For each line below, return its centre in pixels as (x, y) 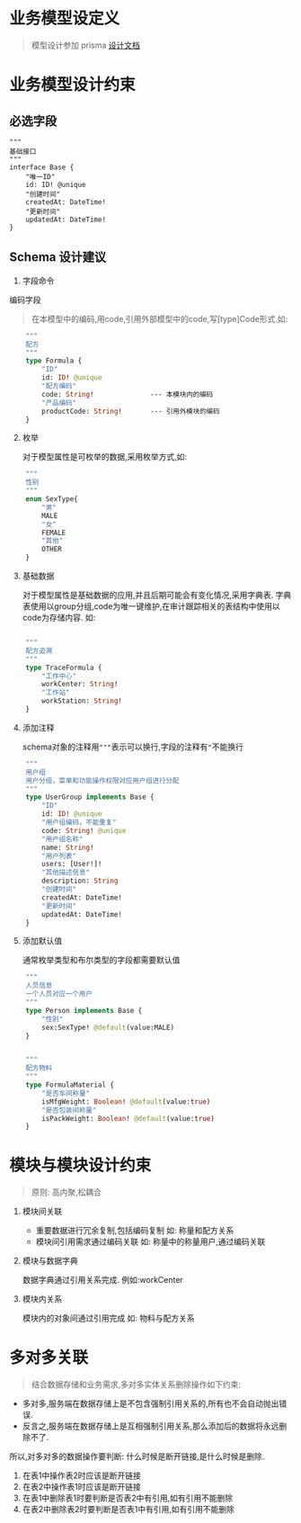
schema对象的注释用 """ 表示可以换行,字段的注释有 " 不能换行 (133, 747)
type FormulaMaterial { (70, 1085)
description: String (80, 881)
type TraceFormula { (64, 667)
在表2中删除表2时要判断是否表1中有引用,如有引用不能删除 (128, 1510)
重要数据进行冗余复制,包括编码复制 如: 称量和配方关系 (135, 1231)
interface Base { (42, 167)
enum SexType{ (52, 499)
